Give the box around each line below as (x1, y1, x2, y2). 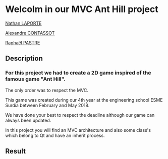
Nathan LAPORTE (5, 20, 42, 26)
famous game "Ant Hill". (5, 75, 66, 83)
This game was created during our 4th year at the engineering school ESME (5, 97, 163, 103)
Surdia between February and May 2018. (5, 102, 90, 108)
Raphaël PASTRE (5, 39, 40, 46)
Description (5, 54, 43, 63)
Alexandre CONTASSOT (5, 30, 55, 36)
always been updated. (5, 117, 51, 123)
